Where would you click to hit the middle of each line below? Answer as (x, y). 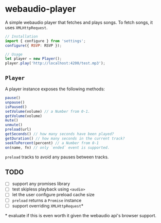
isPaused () (16, 107)
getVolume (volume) (24, 116)
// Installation (21, 36)
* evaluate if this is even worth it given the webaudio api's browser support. (81, 215)
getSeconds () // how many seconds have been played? (60, 134)
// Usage (14, 54)
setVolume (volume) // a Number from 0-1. (48, 111)
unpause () (15, 102)
